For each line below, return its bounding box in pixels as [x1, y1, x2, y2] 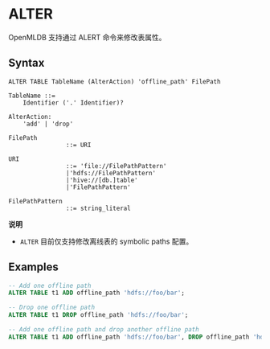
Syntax [8, 56, 45, 70]
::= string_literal [65, 204, 131, 212]
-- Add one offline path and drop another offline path [8, 326, 199, 334]
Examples [8, 261, 59, 274]
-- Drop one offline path [8, 303, 95, 312]
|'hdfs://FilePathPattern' [65, 169, 157, 177]
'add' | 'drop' [22, 120, 74, 128]
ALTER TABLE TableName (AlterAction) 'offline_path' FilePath [8, 77, 221, 85]
